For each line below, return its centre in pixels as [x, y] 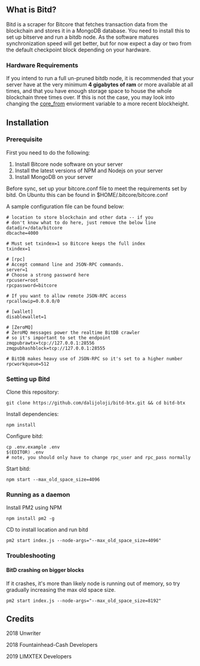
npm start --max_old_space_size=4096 [53, 480]
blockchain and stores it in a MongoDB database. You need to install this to [98, 31]
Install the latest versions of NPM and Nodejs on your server [89, 171]
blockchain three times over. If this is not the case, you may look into [90, 98]
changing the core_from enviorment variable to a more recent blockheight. [98, 104]
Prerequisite [24, 139]
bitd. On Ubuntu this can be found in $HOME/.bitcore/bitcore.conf [87, 194]
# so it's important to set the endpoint [59, 337]
